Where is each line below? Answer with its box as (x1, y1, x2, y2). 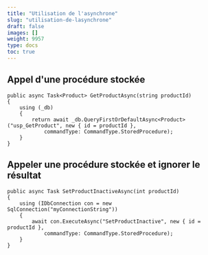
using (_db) (19, 104, 54, 111)
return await (32, 116, 69, 123)
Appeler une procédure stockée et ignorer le (7, 159, 200, 170)
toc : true (7, 49, 36, 56)
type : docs (7, 42, 38, 49)
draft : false (7, 23, 45, 30)
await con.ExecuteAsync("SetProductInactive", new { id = (32, 218, 201, 225)
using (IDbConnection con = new (19, 200, 112, 207)
